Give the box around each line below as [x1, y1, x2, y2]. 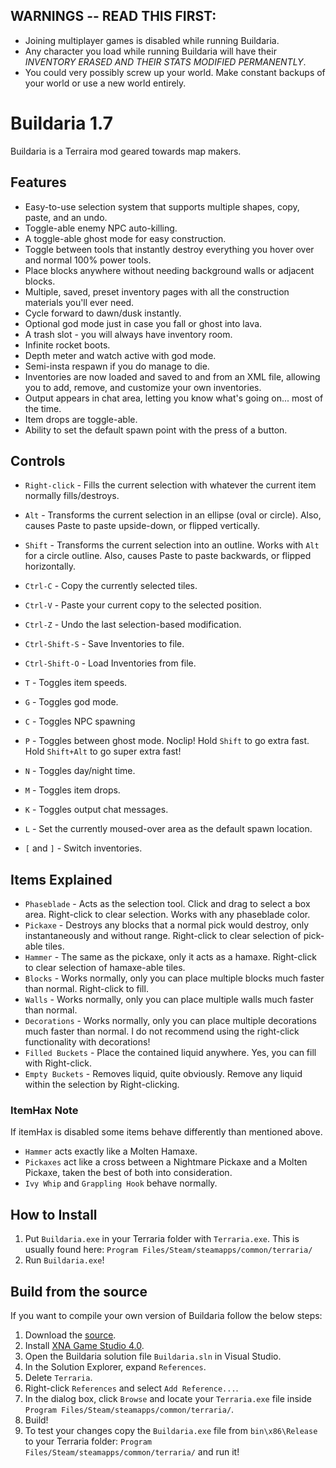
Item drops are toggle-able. [24, 413, 138, 425]
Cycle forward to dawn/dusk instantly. [24, 307, 182, 319]
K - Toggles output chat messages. [24, 804, 169, 816]
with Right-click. [24, 1057, 92, 1069]
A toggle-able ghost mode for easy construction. [24, 232, 227, 244]
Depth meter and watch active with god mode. [24, 349, 217, 361]
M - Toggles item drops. [24, 784, 121, 796]
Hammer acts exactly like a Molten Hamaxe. [24, 1145, 198, 1158]
